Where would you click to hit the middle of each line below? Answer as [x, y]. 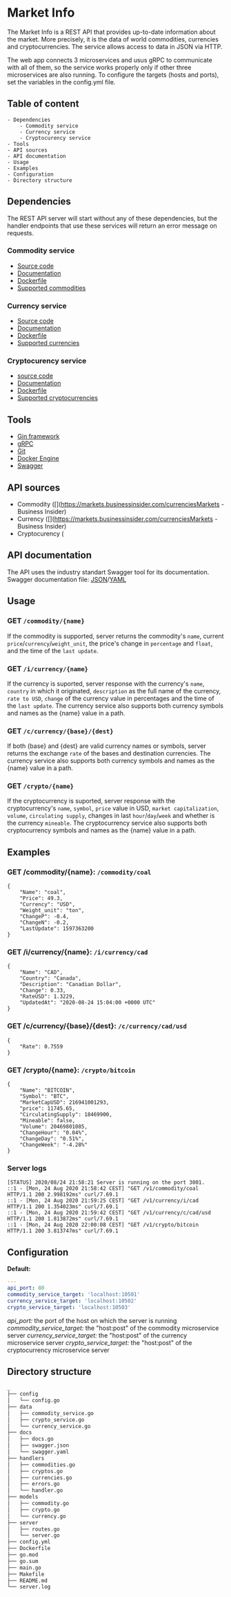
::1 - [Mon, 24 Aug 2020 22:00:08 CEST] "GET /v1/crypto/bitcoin [103, 1225]
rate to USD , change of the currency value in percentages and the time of [111, 698]
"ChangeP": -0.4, [44, 917]
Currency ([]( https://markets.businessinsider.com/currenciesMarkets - [117, 519]
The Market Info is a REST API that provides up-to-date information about [111, 32]
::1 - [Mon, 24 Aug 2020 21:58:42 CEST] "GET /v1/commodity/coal [103, 1189]
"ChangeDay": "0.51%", [52, 1139]
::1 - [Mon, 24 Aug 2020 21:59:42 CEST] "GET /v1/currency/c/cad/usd [109, 1213]
